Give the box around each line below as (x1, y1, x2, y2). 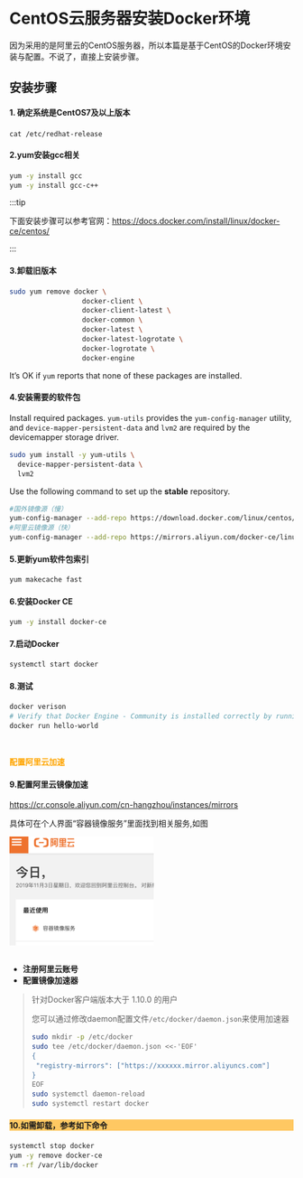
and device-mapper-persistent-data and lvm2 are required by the (9, 422, 251, 433)
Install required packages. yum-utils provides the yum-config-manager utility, (9, 412, 292, 423)
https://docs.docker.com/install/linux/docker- (112, 216, 280, 227)
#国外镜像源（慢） (9, 504, 68, 513)
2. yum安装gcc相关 (9, 150, 80, 161)
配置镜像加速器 (22, 975, 78, 986)
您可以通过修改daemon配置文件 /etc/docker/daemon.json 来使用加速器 (31, 1014, 289, 1024)
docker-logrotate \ (81, 344, 155, 353)
